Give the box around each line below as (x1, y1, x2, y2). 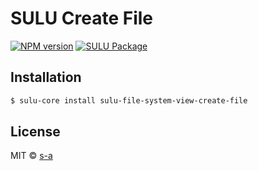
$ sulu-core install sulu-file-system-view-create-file (10, 95, 248, 106)
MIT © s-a (10, 150, 53, 162)
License (10, 123, 61, 141)
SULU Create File (10, 7, 154, 30)
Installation (10, 69, 82, 86)
